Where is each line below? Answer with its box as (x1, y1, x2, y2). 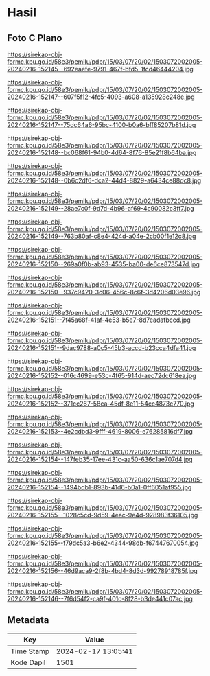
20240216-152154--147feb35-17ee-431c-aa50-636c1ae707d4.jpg (7, 455, 194, 463)
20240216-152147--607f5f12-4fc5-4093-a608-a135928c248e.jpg (7, 93, 195, 101)
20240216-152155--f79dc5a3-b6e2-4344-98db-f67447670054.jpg (7, 539, 199, 547)
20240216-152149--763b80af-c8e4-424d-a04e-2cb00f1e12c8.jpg (7, 232, 196, 240)
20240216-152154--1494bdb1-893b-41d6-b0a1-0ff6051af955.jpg (7, 483, 192, 491)
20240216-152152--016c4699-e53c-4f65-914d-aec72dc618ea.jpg (7, 372, 197, 380)
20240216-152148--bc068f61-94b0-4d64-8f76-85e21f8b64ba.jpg (7, 149, 197, 156)
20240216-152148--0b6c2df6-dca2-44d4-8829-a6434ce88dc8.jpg (7, 176, 202, 185)
